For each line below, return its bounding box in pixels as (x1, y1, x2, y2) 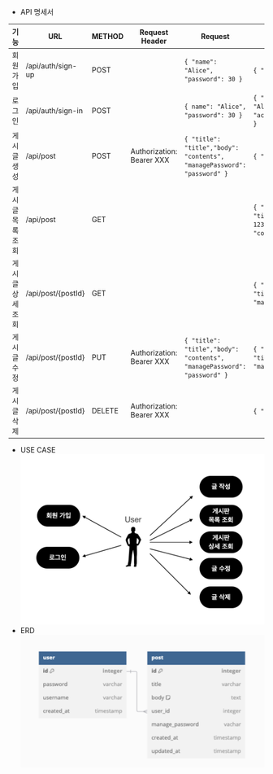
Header (141, 36, 167, 46)
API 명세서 (19, 7, 54, 16)
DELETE (92, 405, 119, 415)
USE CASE (19, 444, 56, 454)
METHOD (92, 32, 124, 41)
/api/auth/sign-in (25, 105, 84, 116)
